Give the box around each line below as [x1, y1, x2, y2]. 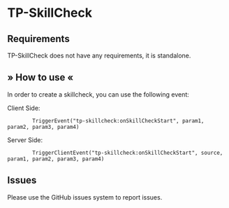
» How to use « [7, 71, 74, 83]
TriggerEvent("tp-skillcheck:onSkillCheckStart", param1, [32, 117, 205, 124]
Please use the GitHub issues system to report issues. [7, 193, 163, 201]
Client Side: [7, 104, 40, 112]
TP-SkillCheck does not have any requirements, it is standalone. [7, 51, 191, 60]
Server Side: [7, 135, 43, 144]
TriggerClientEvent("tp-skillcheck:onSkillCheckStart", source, [32, 149, 223, 156]
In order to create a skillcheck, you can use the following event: [7, 90, 190, 99]
